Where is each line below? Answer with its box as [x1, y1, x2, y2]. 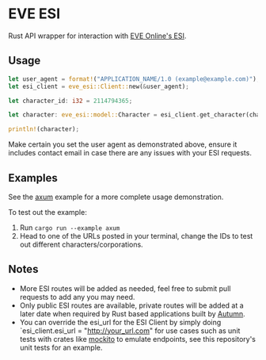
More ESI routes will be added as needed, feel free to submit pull [19, 283, 231, 293]
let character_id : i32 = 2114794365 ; [8, 97, 133, 105]
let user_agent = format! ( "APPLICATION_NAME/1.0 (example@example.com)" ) [8, 75, 257, 83]
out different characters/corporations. [19, 239, 144, 249]
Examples [8, 171, 58, 185]
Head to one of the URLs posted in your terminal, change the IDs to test [19, 231, 253, 240]
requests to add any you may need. [19, 292, 135, 301]
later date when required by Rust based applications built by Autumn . [19, 308, 245, 318]
